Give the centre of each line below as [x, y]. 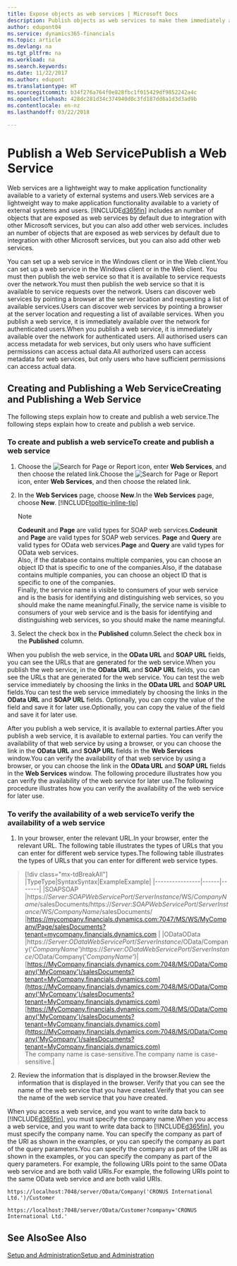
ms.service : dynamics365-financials [61, 34]
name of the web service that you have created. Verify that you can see [121, 1090]
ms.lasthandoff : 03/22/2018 [49, 112]
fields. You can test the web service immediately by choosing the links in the [117, 692]
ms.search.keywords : [38, 66]
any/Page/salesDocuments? [65, 927]
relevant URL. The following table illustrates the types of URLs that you [120, 846]
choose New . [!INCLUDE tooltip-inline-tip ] [78, 502]
